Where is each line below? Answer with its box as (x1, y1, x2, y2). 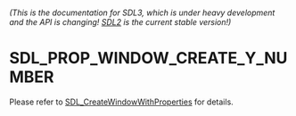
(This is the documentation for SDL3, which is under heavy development (9, 7, 275, 18)
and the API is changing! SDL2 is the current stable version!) (9, 16, 232, 27)
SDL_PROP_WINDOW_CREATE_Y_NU (9, 47, 288, 68)
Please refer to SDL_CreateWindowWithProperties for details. (9, 96, 234, 107)
